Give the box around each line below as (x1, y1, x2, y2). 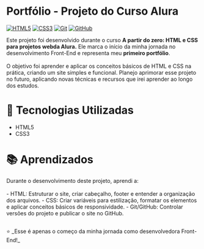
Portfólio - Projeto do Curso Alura (6, 4, 179, 18)
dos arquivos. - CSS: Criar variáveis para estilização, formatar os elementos (6, 196, 197, 204)
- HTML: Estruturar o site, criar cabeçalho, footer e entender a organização (6, 190, 195, 197)
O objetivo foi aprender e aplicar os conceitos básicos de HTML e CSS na (6, 62, 192, 70)
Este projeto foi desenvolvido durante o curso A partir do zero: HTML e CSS (6, 36, 199, 43)
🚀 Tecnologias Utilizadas (6, 103, 134, 117)
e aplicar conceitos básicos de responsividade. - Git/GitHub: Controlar (6, 203, 183, 210)
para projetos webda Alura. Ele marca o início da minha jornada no (6, 43, 176, 50)
